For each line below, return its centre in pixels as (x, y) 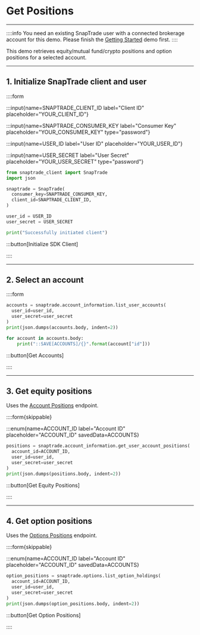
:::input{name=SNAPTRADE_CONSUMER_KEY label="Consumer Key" (91, 125)
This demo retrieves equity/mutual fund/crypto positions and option (89, 51)
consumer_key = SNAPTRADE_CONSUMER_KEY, (60, 194)
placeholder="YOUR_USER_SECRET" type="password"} (75, 161)
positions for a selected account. (46, 57)
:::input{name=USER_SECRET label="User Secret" (68, 155)
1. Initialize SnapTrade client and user (76, 82)
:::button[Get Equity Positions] (43, 485)
